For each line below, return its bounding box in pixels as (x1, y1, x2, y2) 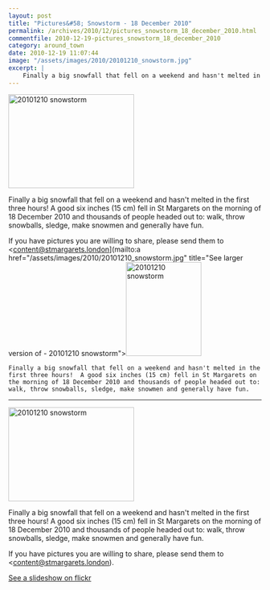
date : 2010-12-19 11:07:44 (8, 49, 99, 57)
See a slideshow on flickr (8, 572, 92, 583)
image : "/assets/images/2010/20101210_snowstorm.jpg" (8, 57, 193, 65)
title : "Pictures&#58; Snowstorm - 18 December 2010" (8, 19, 193, 27)
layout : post (8, 11, 52, 20)
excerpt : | (8, 64, 45, 72)
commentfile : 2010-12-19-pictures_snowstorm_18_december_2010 (8, 34, 221, 43)
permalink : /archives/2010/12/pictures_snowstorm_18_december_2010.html (8, 27, 257, 35)
